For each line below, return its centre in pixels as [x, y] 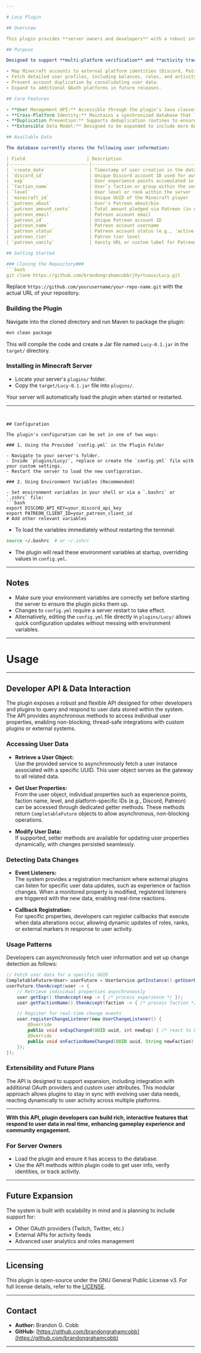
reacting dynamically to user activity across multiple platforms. [84, 1100]
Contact [22, 1311]
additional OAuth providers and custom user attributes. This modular [91, 1087]
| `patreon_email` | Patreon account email [79, 214]
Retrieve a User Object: [44, 757]
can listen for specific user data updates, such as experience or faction [103, 885]
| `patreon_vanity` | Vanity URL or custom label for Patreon [101, 242]
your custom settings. [34, 466]
